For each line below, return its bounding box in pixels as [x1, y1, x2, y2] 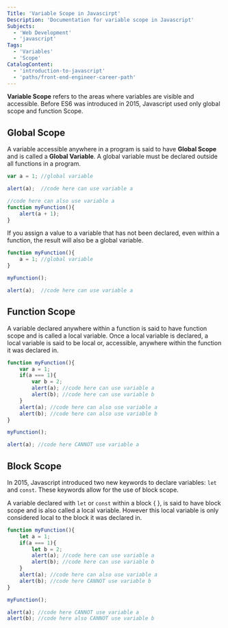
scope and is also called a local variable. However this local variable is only [7, 506, 219, 514]
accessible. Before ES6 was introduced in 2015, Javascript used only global [7, 100, 220, 108]
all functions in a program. [7, 160, 81, 168]
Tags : [7, 42, 23, 49]
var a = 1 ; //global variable [7, 173, 94, 180]
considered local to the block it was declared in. [7, 513, 142, 521]
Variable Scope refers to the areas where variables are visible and [7, 92, 194, 101]
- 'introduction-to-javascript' [13, 67, 106, 74]
